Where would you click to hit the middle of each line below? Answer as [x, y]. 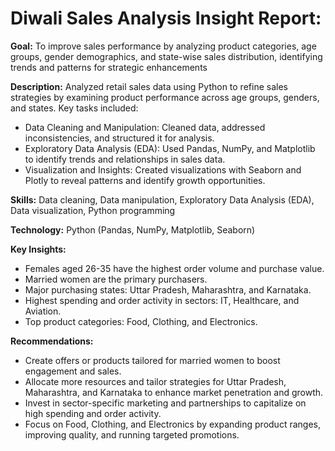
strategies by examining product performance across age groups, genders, [165, 97]
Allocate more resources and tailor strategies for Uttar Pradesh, [155, 381]
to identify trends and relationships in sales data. [125, 159]
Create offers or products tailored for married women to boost [152, 360]
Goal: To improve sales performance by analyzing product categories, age [163, 46]
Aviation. [43, 311]
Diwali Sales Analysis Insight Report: [166, 18]
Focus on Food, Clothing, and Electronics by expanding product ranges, [172, 424]
